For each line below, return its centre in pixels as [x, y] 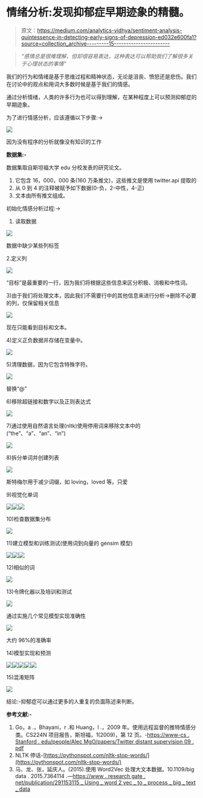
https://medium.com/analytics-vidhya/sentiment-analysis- [110, 30]
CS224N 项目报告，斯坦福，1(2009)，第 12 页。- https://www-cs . [108, 734]
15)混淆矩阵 [21, 677]
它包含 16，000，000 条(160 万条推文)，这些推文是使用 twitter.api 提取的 [106, 180]
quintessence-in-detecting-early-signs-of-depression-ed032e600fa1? [109, 37]
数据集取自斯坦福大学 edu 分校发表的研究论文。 [66, 167]
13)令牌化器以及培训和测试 [39, 591]
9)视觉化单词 [22, 494]
